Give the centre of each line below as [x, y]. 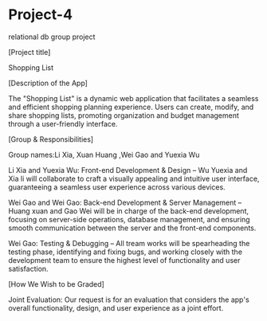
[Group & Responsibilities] [51, 139]
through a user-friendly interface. [63, 123]
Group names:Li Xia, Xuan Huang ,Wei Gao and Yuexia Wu [104, 155]
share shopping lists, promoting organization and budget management [124, 115]
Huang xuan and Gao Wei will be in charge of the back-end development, [129, 211]
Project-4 [41, 15]
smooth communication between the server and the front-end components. [132, 228]
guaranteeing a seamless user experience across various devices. [117, 187]
